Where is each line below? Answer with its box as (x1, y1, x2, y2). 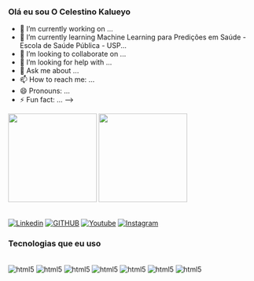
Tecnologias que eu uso (8, 238, 101, 250)
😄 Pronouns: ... (19, 86, 71, 96)
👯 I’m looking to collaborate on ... (19, 50, 127, 59)
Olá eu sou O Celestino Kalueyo (8, 6, 131, 17)
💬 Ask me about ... (19, 66, 79, 76)
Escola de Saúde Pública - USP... (19, 41, 127, 50)
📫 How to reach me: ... (19, 75, 95, 84)
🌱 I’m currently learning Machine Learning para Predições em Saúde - (19, 32, 246, 42)
